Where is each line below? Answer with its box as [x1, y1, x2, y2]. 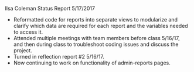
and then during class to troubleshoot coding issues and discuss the [13, 41, 179, 48]
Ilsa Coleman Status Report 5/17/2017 [5, 5, 96, 12]
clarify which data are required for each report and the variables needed [13, 23, 188, 29]
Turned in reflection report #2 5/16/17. [13, 53, 104, 60]
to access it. [13, 28, 43, 35]
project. [13, 47, 32, 54]
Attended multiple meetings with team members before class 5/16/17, [13, 35, 180, 41]
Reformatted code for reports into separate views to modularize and [13, 16, 178, 23]
